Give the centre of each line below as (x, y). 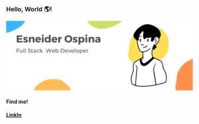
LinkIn (14, 115)
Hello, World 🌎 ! (29, 9)
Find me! (17, 102)
